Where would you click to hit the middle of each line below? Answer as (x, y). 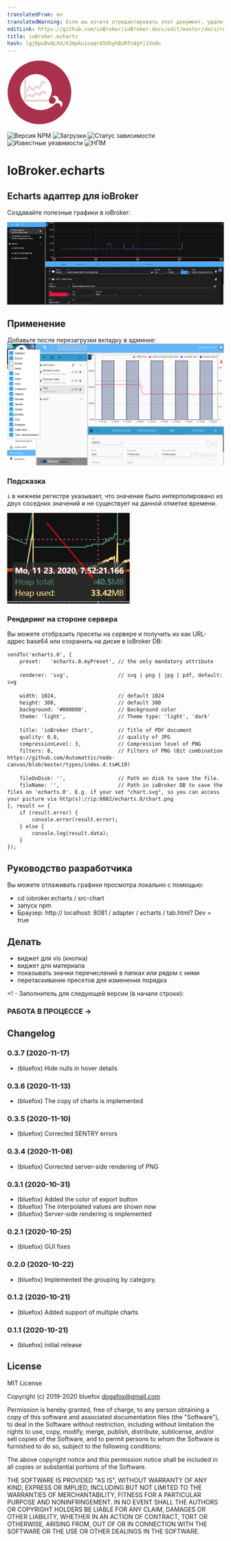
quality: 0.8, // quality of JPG (95, 738)
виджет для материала (51, 966)
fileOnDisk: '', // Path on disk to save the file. (120, 779)
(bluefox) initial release (49, 1345)
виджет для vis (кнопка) (52, 958)
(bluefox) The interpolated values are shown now (87, 1206)
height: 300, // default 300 (90, 703)
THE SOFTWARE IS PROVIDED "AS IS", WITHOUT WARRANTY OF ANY (107, 1480)
